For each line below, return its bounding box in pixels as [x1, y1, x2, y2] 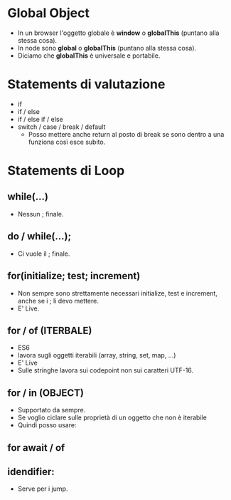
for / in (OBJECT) [7, 387, 84, 399]
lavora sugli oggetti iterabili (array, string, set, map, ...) [17, 351, 176, 360]
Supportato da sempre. [17, 406, 86, 415]
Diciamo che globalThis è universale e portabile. [17, 51, 161, 60]
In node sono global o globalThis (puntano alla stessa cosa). [17, 43, 197, 52]
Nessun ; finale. [17, 209, 64, 218]
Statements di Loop [7, 162, 125, 179]
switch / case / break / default [17, 123, 106, 131]
